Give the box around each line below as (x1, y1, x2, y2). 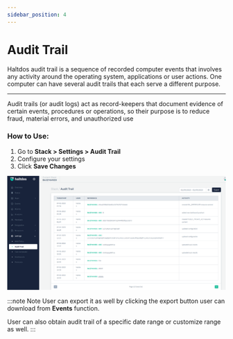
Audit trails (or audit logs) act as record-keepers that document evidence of (7, 99, 223, 107)
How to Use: (7, 132, 49, 141)
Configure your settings (17, 155, 85, 163)
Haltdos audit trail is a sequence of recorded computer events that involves (7, 64, 222, 73)
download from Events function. (7, 304, 100, 313)
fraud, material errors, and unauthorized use (7, 114, 134, 123)
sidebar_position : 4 (7, 11, 67, 18)
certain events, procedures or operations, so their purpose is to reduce (7, 107, 210, 115)
